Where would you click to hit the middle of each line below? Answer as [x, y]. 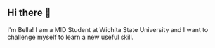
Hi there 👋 [29, 13]
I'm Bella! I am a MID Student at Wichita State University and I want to [108, 29]
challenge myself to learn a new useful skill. [71, 37]
